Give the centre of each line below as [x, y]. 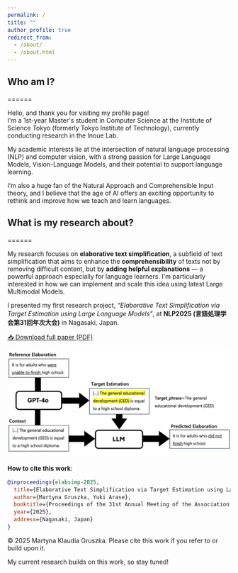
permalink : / [27, 15]
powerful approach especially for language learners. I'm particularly [107, 276]
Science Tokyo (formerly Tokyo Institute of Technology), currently [103, 128]
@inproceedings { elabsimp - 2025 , [53, 482]
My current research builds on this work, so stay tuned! [88, 562]
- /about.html [34, 52]
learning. [20, 172]
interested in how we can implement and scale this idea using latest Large [115, 284]
